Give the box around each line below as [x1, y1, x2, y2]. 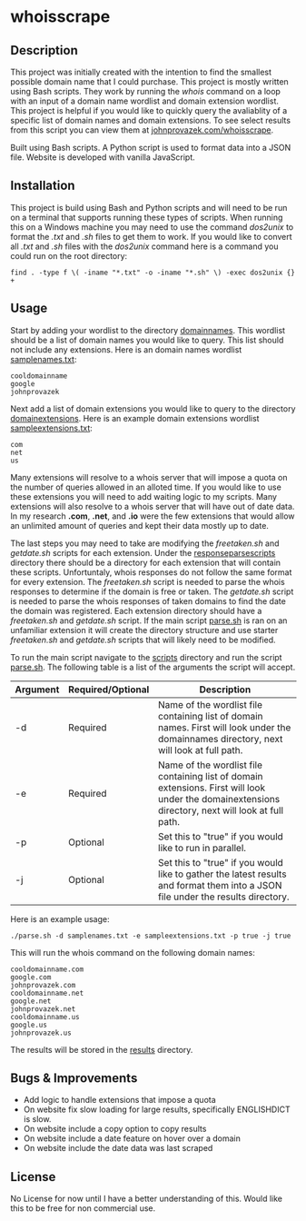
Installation [10, 178, 75, 194]
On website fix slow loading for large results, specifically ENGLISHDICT [23, 1104, 291, 1115]
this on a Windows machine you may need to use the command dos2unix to [10, 221, 294, 233]
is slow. [23, 1114, 52, 1125]
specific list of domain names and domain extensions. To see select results [10, 115, 291, 125]
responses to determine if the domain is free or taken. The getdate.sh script [10, 586, 294, 597]
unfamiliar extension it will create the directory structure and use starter [10, 624, 279, 635]
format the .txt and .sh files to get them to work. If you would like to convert [10, 231, 293, 242]
